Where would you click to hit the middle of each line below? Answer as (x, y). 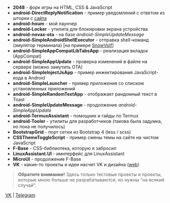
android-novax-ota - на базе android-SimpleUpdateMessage (78, 34)
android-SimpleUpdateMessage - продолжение (65, 105)
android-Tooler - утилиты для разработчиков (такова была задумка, (87, 121)
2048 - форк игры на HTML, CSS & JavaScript (62, 7)
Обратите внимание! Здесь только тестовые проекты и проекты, (90, 174)
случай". (27, 185)
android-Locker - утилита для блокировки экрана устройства (80, 29)
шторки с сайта (30, 18)
